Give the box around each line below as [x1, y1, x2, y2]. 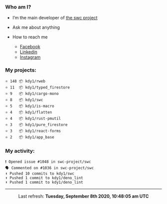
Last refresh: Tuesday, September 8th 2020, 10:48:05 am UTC [18, 193, 149, 199]
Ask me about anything [12, 24, 60, 30]
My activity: [5, 147, 35, 154]
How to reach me [12, 34, 48, 40]
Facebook [19, 44, 41, 50]
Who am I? [5, 3, 31, 10]
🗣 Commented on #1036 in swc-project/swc [5, 165, 94, 170]
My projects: [5, 67, 37, 74]
